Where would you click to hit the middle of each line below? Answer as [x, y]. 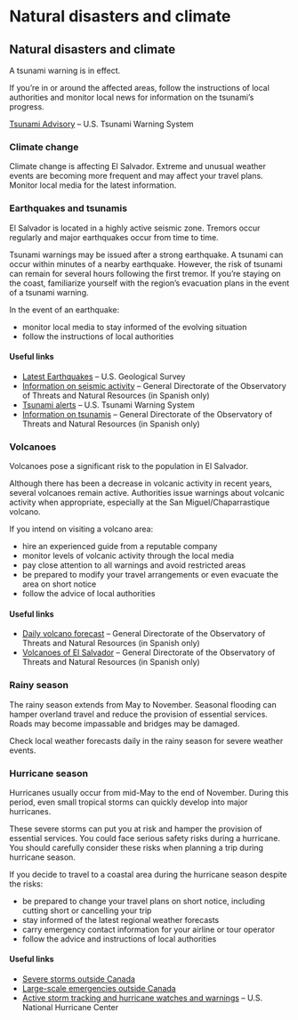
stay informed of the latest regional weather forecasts [121, 919]
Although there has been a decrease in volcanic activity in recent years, [141, 483]
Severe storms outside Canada [79, 979]
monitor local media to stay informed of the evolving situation [134, 327]
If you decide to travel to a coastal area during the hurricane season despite [148, 874]
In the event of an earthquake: [64, 310]
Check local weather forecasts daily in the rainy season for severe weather [146, 741]
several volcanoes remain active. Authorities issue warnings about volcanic [147, 493]
